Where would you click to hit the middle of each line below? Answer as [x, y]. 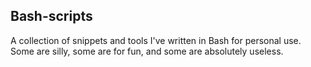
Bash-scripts [51, 16]
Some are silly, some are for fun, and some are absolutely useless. [147, 51]
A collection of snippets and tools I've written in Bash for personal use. [156, 40]
